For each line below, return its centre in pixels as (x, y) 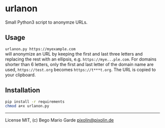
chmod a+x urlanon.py (27, 106)
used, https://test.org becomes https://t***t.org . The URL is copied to (81, 69)
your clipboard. (20, 75)
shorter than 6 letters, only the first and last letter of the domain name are (79, 64)
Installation (23, 90)
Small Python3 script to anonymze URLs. (46, 22)
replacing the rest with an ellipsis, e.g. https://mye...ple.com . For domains (81, 59)
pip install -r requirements (35, 101)
